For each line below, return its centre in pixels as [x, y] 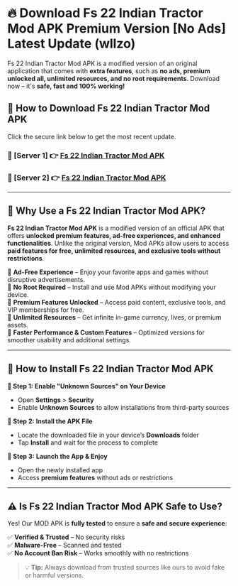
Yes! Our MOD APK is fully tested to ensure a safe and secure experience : [117, 523]
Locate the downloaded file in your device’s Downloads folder [108, 435]
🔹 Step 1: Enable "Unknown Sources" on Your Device [87, 386]
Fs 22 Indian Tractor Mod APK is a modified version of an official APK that [116, 228]
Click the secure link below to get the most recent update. [92, 136]
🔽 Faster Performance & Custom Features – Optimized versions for [106, 332]
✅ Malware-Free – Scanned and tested [64, 546]
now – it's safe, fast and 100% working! [66, 86]
